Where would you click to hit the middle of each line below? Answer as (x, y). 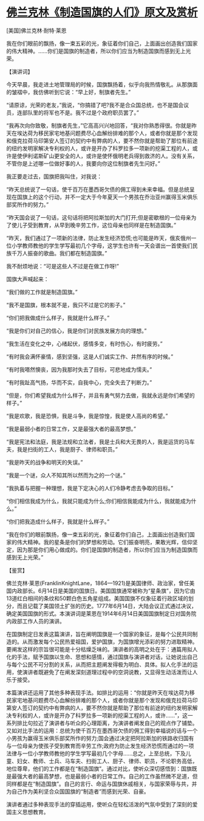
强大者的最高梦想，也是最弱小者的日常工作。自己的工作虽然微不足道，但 (107, 776)
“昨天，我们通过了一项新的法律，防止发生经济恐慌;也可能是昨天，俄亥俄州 (99, 238)
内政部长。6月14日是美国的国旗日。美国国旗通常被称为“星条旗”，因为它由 (103, 591)
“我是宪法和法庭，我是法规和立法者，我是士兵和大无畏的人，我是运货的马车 (101, 442)
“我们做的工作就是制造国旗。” (42, 292)
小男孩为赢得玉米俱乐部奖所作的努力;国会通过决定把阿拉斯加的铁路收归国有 (100, 738)
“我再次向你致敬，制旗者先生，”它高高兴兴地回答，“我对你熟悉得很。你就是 (99, 125)
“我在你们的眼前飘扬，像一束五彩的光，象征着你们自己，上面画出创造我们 (98, 534)
